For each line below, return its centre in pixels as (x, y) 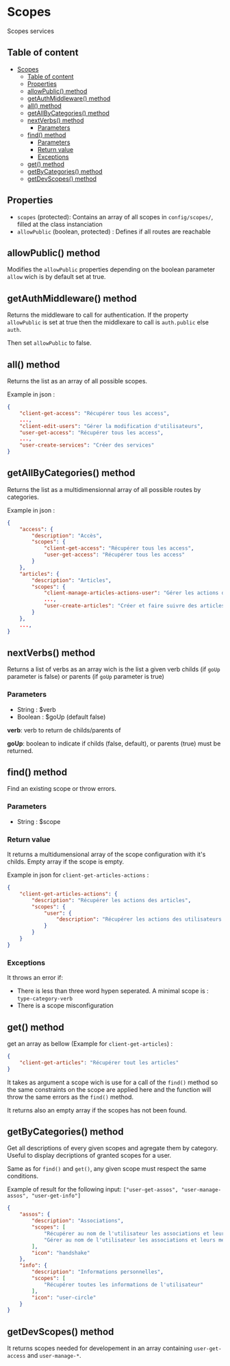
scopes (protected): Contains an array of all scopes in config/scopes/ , (115, 216)
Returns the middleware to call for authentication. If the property (98, 315)
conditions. (23, 1176)
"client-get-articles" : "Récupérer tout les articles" (99, 1062)
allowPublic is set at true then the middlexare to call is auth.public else (108, 322)
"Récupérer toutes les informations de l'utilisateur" (124, 1285)
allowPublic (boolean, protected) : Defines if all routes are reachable (114, 232)
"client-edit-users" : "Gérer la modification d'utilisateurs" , (112, 426)
